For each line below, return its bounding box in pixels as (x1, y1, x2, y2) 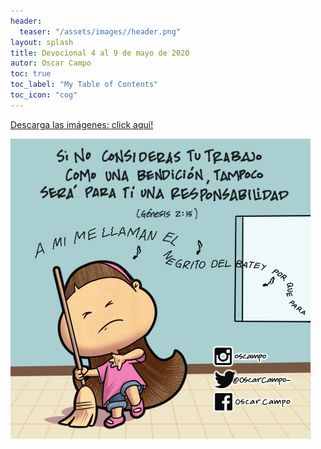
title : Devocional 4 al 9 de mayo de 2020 (10, 48, 190, 58)
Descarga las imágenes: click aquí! (10, 118, 154, 130)
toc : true (10, 69, 52, 79)
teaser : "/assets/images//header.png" (19, 26, 182, 37)
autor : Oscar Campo (10, 58, 92, 69)
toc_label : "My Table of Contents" (10, 80, 159, 90)
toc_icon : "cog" (10, 90, 78, 100)
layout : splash (10, 37, 74, 47)
